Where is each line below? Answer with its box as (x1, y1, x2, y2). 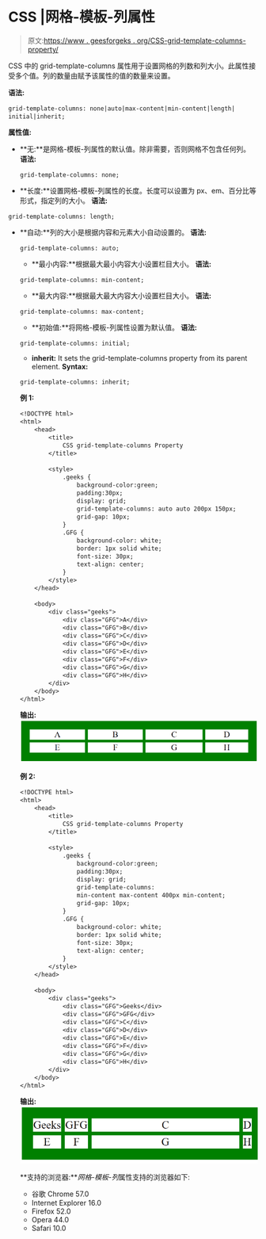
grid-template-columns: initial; (19, 339, 131, 347)
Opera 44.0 (31, 1214, 70, 1224)
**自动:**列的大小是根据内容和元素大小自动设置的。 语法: (19, 228, 207, 237)
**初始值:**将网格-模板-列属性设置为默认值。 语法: (31, 323, 198, 332)
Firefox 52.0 (31, 1206, 71, 1216)
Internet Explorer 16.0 (31, 1198, 101, 1207)
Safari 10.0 (31, 1223, 66, 1233)
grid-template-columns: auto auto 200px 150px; (76, 505, 237, 513)
